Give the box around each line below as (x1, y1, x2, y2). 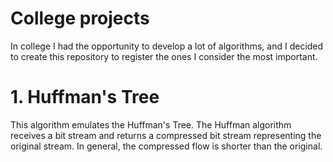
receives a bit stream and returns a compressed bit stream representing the (10, 129, 322, 141)
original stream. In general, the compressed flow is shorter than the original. (10, 140, 323, 152)
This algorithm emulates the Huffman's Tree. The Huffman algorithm (10, 118, 292, 131)
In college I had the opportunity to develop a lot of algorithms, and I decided (10, 40, 324, 52)
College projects (10, 7, 150, 30)
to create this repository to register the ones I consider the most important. (10, 50, 318, 62)
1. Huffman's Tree (10, 86, 160, 109)
